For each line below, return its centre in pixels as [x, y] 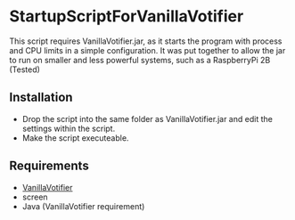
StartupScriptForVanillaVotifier [127, 16]
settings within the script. [69, 128]
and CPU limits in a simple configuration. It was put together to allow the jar [147, 50]
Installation [41, 98]
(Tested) [25, 69]
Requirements [49, 166]
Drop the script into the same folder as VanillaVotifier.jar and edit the [147, 118]
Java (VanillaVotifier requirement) [83, 206]
